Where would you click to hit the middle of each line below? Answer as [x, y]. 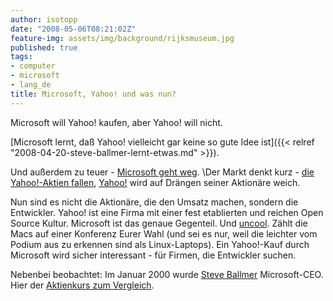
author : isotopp [44, 19]
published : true [44, 47]
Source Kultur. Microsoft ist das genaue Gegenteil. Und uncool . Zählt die [159, 223]
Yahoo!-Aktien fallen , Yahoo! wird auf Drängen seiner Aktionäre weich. [155, 182]
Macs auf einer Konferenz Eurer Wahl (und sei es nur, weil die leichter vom [164, 233]
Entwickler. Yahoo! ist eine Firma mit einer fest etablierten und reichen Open [167, 212]
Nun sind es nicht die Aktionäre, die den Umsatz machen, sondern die [154, 202]
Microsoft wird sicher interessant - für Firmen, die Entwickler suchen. [153, 255]
